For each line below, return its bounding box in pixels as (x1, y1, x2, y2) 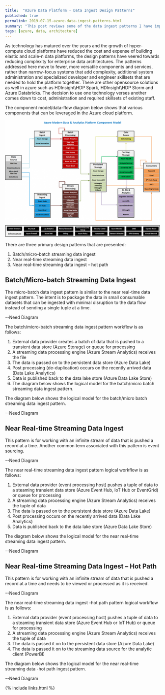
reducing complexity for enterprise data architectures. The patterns (5, 59, 141, 65)
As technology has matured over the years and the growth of (5, 43, 129, 49)
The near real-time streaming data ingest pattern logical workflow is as (5, 467, 149, 473)
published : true (5, 13, 38, 18)
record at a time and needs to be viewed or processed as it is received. (5, 580, 149, 586)
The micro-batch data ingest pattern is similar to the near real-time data (5, 289, 151, 295)
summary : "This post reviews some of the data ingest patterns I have (5, 24, 153, 29)
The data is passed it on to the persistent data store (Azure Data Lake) (12, 640, 155, 646)
